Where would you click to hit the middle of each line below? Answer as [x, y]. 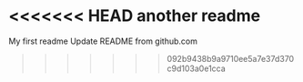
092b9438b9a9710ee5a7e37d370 [231, 58]
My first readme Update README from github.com [103, 41]
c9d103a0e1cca [197, 68]
